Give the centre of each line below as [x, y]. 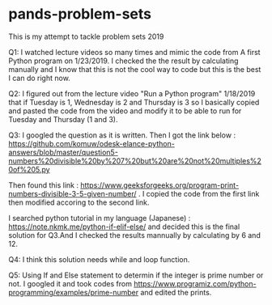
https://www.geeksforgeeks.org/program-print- [160, 185]
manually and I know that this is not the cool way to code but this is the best [135, 69]
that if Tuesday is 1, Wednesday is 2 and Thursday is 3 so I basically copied [134, 102]
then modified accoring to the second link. [79, 202]
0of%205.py [29, 169]
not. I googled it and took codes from [70, 283]
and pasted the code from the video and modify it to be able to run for [125, 111]
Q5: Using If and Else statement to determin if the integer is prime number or [136, 275]
